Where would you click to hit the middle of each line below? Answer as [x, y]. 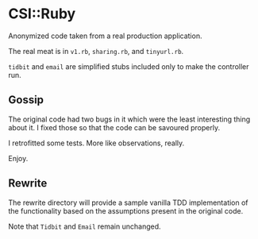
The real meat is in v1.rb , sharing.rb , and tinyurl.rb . [96, 51]
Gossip [26, 100]
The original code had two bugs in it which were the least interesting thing [129, 119]
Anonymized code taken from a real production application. [105, 36]
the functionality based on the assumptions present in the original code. [126, 210]
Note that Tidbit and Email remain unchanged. [85, 226]
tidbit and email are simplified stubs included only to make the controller [129, 66]
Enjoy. [18, 158]
